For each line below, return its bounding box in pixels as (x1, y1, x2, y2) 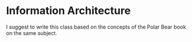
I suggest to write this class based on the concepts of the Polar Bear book (6, 23, 186, 30)
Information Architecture (6, 4, 131, 17)
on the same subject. (6, 29, 57, 36)
